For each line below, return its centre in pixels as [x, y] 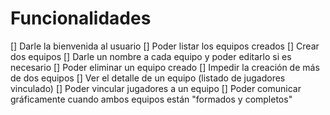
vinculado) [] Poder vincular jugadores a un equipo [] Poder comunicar [156, 88]
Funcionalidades [81, 18]
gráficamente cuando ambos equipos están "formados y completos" [151, 99]
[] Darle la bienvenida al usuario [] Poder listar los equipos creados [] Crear [165, 46]
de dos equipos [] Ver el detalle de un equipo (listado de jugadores [148, 78]
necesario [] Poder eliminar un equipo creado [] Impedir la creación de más [165, 67]
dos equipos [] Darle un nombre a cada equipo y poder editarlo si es [151, 56]
